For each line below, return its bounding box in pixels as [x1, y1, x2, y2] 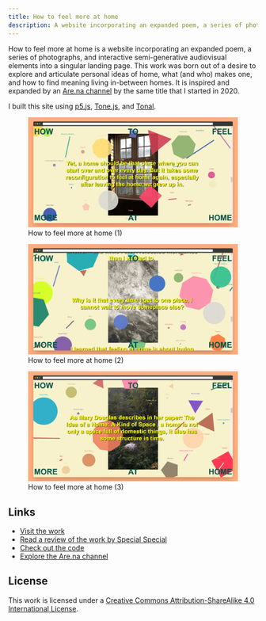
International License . [8, 604, 79, 613]
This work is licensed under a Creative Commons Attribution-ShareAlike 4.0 [8, 595, 255, 605]
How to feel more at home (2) [28, 355, 124, 364]
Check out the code [19, 543, 85, 552]
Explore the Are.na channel [19, 551, 108, 561]
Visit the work [19, 527, 65, 535]
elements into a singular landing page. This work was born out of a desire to [8, 60, 256, 70]
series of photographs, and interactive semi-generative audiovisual [8, 52, 227, 62]
